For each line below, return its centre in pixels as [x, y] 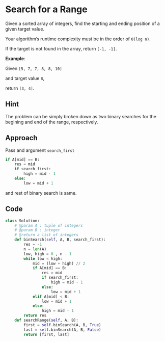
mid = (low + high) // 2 [59, 264]
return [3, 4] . [20, 88]
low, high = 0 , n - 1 [48, 254]
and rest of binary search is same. [41, 193]
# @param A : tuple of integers [49, 225]
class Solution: [22, 221]
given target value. [25, 29]
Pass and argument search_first [40, 150]
